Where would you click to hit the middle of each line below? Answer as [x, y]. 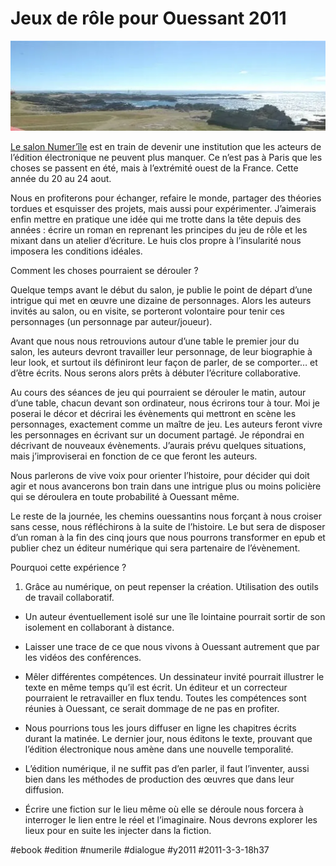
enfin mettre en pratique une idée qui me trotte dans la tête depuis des [156, 219]
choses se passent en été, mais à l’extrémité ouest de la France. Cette [154, 168]
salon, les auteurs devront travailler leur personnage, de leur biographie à [161, 352]
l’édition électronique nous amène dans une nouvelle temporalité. [159, 749]
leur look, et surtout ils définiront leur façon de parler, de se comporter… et [164, 363]
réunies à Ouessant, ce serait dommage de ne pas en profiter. [152, 709]
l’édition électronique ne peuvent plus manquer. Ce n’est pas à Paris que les [166, 158]
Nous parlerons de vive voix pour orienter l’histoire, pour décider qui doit [160, 476]
